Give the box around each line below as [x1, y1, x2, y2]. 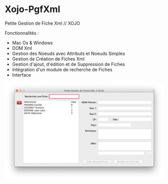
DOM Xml [12, 45, 32, 51]
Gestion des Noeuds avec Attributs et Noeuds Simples [12, 50, 126, 56]
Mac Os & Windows [12, 39, 53, 46]
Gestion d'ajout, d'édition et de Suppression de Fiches [12, 61, 125, 67]
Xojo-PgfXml [5, 4, 61, 15]
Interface [12, 72, 31, 78]
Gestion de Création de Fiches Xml [12, 55, 85, 62]
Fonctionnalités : [5, 30, 39, 36]
